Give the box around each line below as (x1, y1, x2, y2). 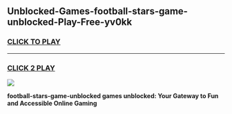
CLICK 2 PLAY (7, 63, 55, 73)
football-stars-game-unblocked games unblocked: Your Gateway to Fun (7, 91, 219, 99)
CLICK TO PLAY (7, 37, 61, 47)
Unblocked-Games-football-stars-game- (7, 6, 188, 17)
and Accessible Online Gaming (7, 99, 97, 107)
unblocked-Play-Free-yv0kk (7, 17, 133, 28)
